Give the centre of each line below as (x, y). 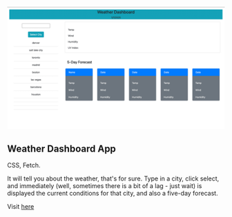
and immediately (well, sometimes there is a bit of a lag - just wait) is (105, 186)
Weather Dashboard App (61, 148)
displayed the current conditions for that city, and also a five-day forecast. (113, 194)
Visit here (21, 207)
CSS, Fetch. (24, 165)
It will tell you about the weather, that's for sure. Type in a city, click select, (113, 178)
